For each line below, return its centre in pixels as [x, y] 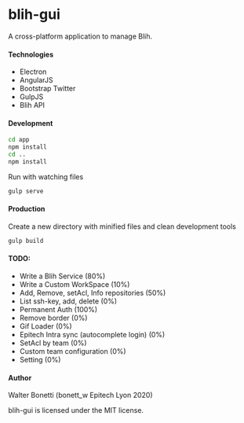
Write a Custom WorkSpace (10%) [75, 284]
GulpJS [31, 97]
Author [20, 377]
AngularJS [36, 80]
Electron [33, 72]
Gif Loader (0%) [46, 326]
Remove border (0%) [53, 318]
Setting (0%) [40, 360]
